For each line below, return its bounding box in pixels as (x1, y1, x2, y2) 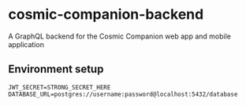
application (8, 39, 45, 49)
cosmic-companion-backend (8, 5, 204, 24)
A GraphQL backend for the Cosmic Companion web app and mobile (8, 31, 231, 41)
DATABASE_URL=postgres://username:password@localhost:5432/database (8, 90, 238, 98)
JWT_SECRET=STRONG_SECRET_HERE (8, 83, 111, 91)
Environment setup (8, 63, 104, 76)
